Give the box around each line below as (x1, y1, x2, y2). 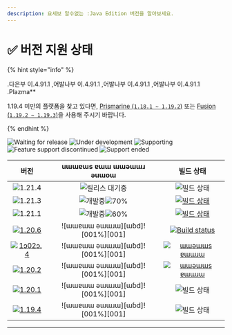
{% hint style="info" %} (7, 65, 75, 73)
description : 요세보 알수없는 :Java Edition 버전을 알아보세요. (7, 10, 175, 17)
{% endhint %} (7, 124, 50, 132)
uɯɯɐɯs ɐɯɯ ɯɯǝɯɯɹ (61, 161, 146, 171)
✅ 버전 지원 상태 (7, 42, 93, 57)
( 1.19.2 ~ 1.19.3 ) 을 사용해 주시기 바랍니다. (7, 110, 126, 118)
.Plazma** (7, 87, 37, 96)
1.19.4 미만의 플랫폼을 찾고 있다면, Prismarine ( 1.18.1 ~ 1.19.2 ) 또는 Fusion (7, 102, 216, 110)
